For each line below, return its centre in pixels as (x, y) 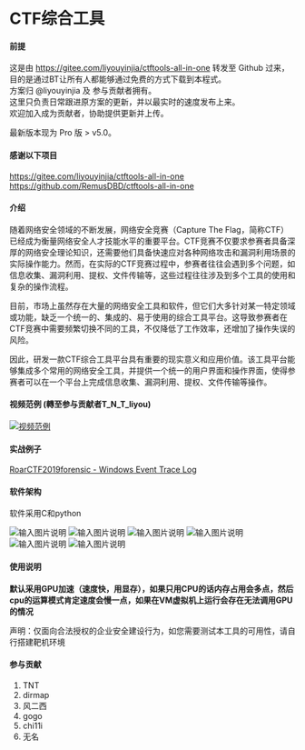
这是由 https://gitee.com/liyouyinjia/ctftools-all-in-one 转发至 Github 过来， (149, 68)
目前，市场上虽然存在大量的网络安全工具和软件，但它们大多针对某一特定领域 (152, 305)
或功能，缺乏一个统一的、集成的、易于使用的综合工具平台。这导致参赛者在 (148, 317)
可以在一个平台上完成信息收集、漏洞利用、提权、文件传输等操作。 (148, 382)
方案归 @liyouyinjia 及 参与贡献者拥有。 (83, 91)
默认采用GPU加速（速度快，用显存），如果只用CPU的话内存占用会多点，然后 (152, 588)
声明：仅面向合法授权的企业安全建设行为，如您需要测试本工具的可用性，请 (148, 630)
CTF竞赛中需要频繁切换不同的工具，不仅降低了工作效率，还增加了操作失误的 (152, 328)
